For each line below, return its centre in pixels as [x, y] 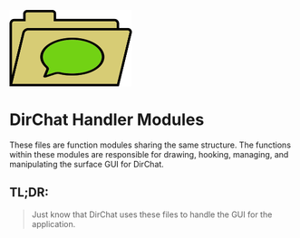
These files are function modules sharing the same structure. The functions [150, 145]
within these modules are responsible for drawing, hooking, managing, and [149, 154]
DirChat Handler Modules [107, 120]
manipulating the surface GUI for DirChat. [87, 164]
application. [53, 224]
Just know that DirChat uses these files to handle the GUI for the [152, 214]
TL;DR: [29, 192]
